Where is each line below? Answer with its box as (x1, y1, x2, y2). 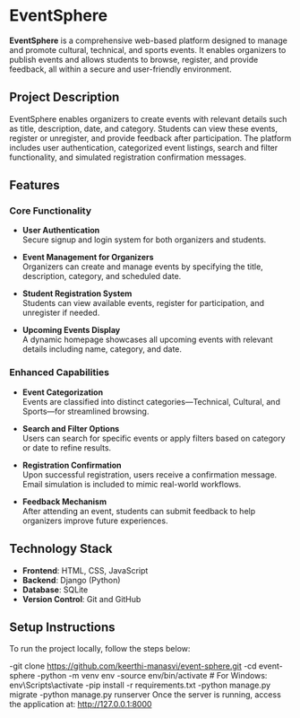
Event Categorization (21, 387, 104, 398)
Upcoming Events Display (21, 325, 121, 336)
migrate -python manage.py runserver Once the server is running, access (9, 689, 282, 700)
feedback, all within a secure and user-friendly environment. (9, 64, 232, 74)
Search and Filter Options (21, 423, 120, 433)
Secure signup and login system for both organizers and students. (21, 234, 267, 245)
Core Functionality (9, 205, 92, 217)
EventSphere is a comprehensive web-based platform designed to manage (9, 35, 288, 46)
